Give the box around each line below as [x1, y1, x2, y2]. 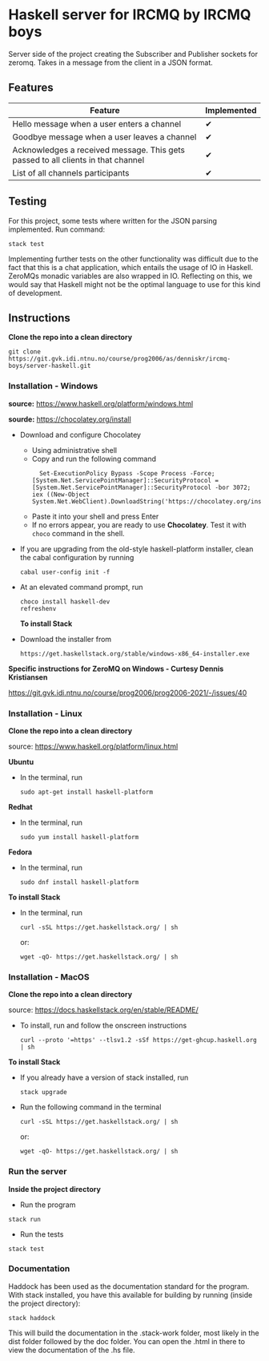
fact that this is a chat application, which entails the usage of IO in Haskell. [8, 262, 254, 272]
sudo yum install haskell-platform [19, 833, 139, 841]
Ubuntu [8, 757, 34, 766]
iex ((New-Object [31, 491, 90, 499]
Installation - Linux [8, 708, 82, 719]
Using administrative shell [31, 445, 118, 454]
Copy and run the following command [31, 454, 157, 463]
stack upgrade [19, 1088, 67, 1096]
